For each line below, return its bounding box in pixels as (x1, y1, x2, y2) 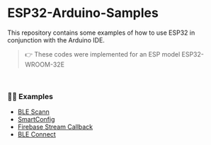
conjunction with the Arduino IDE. (7, 35, 105, 44)
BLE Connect (17, 130, 57, 139)
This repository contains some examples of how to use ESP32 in (7, 28, 195, 37)
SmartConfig (17, 115, 55, 124)
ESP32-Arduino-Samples (7, 5, 159, 21)
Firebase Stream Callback (17, 122, 93, 132)
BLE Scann (17, 108, 50, 116)
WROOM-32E (24, 60, 65, 69)
